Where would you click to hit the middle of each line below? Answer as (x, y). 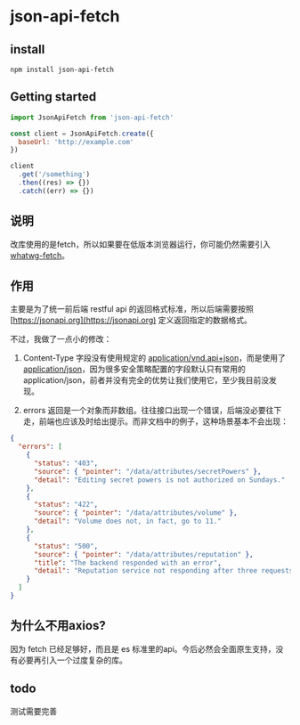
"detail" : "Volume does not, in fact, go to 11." (127, 521)
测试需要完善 (33, 711)
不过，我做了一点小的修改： (61, 339)
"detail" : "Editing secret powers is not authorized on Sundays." (159, 480)
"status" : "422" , (66, 505)
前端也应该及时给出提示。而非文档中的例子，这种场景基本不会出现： (163, 421)
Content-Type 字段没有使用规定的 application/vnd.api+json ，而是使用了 (154, 358)
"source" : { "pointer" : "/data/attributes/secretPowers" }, (147, 471)
